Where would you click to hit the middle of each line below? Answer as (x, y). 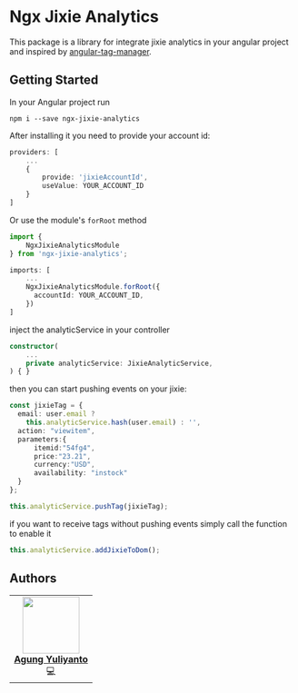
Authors (33, 579)
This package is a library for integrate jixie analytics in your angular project (149, 42)
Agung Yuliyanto (51, 659)
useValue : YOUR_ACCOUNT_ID (93, 186)
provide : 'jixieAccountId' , (95, 178)
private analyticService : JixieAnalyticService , (119, 363)
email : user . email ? (56, 414)
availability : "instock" (80, 473)
